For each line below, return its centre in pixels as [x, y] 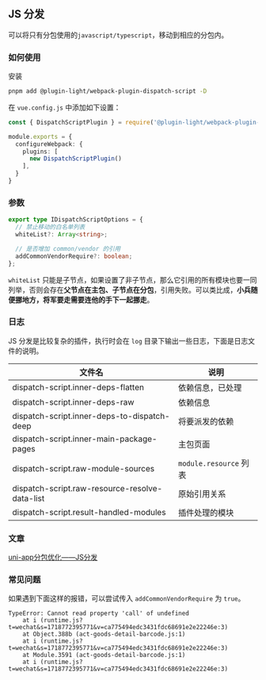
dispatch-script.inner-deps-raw [73, 401]
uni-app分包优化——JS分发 [53, 557]
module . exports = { [40, 136]
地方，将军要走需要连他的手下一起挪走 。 [88, 299]
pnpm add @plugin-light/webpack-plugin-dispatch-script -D [108, 91]
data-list [28, 498]
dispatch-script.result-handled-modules [89, 512]
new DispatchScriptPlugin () [76, 159]
